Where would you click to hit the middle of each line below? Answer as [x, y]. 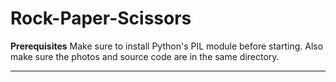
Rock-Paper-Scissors [101, 18]
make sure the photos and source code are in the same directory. [145, 56]
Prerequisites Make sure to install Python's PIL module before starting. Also [167, 46]
